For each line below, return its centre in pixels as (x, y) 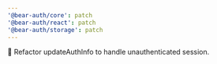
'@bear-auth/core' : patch (50, 15)
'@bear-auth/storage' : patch (55, 30)
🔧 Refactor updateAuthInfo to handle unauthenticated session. (108, 52)
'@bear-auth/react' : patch (52, 23)
